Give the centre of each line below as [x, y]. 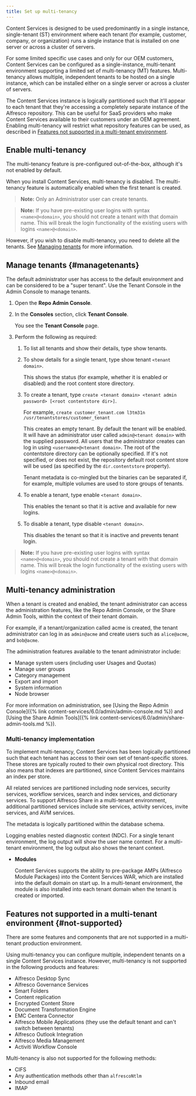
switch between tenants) [44, 1028]
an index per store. [29, 777]
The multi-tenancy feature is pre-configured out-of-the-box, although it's [94, 164]
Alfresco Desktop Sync [42, 978]
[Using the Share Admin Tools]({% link [52, 718]
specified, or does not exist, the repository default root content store [106, 460]
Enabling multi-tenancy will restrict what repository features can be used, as [98, 125]
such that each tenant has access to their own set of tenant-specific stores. [97, 758]
